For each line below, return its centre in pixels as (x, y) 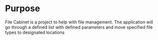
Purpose (23, 9)
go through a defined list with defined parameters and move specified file (79, 27)
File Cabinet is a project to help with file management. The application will (79, 22)
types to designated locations (35, 32)
